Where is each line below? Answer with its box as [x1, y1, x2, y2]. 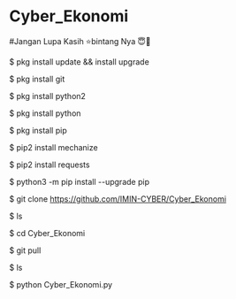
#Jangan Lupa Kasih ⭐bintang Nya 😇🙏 [9, 35, 152, 46]
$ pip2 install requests [9, 159, 90, 170]
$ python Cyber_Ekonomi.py [9, 279, 113, 289]
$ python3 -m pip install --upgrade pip [9, 176, 150, 187]
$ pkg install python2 [9, 90, 87, 101]
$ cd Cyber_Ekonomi [9, 227, 86, 238]
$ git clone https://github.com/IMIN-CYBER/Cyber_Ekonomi [9, 193, 227, 204]
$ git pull [9, 245, 42, 256]
